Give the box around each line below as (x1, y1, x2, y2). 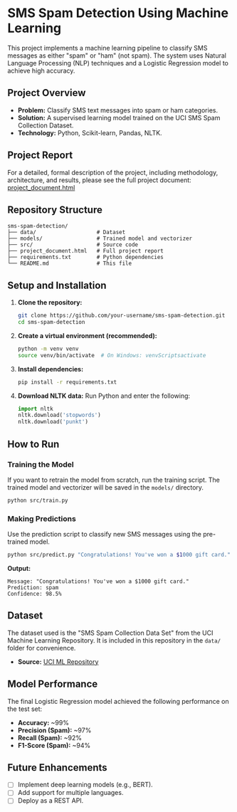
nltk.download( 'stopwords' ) (17, 411, 101, 419)
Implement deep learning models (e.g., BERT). (17, 781, 153, 789)
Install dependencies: (17, 364, 84, 373)
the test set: (7, 705, 43, 713)
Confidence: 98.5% (7, 590, 62, 597)
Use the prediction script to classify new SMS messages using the (7, 530, 201, 539)
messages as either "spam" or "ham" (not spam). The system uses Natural (7, 51, 226, 60)
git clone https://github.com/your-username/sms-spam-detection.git (17, 312, 226, 320)
